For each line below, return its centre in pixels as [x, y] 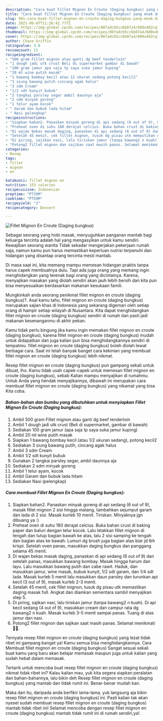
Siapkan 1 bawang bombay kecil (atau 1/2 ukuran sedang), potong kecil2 [85, 440]
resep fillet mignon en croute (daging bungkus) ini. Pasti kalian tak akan [77, 698]
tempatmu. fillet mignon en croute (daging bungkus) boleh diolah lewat [76, 346]
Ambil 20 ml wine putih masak [43, 435]
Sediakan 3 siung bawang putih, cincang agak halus [64, 445]
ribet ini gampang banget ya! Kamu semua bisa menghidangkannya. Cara [79, 643]
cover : [12, 37]
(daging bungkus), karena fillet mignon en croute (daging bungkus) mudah [80, 336]
